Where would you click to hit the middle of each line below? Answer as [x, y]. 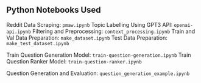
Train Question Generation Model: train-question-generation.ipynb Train [99, 55]
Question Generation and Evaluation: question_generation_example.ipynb [98, 73]
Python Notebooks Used [54, 10]
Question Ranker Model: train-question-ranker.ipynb [74, 61]
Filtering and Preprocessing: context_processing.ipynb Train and [114, 31]
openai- [183, 25]
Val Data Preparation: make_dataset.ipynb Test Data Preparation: [87, 38]
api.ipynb [19, 32]
